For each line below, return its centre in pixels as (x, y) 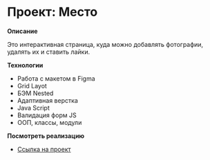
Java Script (33, 108)
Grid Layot (32, 86)
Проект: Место (52, 12)
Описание (22, 31)
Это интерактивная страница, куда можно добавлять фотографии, (105, 44)
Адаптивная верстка (47, 100)
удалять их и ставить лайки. (49, 52)
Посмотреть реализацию (46, 136)
